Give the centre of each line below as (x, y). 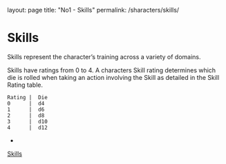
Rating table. (25, 85)
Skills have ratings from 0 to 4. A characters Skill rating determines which (112, 70)
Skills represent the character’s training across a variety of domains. (104, 57)
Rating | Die (28, 97)
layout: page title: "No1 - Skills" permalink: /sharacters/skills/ (93, 10)
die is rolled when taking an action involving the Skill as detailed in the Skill (113, 77)
